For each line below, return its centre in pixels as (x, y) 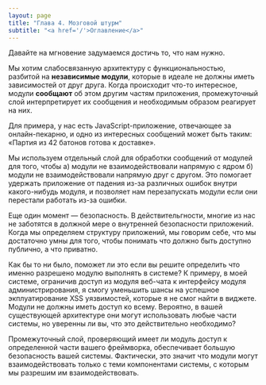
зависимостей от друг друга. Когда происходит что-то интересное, (123, 85)
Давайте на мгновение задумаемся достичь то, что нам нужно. (117, 53)
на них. (21, 110)
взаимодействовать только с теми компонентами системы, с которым (129, 364)
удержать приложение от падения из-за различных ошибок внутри (123, 183)
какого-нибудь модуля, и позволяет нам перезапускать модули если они (133, 192)
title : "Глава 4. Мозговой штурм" (66, 23)
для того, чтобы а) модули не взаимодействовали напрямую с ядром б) (131, 167)
